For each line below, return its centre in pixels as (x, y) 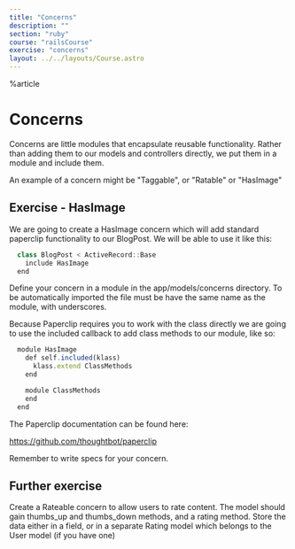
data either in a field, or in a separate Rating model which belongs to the (140, 526)
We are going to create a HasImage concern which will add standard (134, 229)
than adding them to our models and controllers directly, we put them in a (143, 153)
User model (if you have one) (62, 536)
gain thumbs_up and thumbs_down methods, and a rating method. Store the (147, 517)
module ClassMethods (63, 390)
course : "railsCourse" (51, 42)
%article (24, 84)
